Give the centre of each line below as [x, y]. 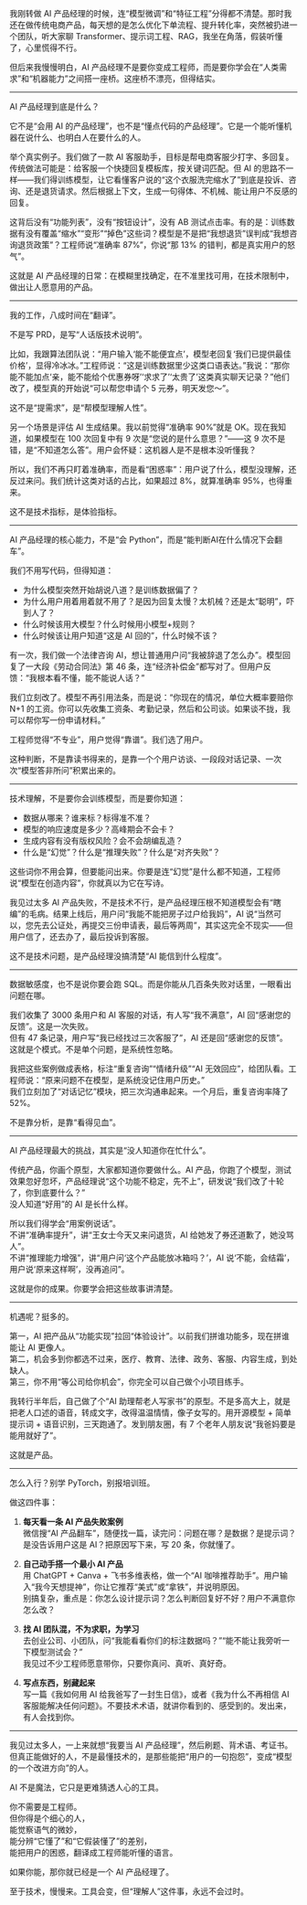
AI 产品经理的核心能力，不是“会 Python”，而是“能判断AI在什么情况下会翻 [146, 539]
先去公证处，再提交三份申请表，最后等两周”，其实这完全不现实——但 [164, 925]
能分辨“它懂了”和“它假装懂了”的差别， [81, 1841]
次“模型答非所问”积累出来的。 [65, 770]
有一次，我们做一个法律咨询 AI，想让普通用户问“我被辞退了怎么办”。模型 [146, 655]
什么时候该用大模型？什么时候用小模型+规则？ [110, 624]
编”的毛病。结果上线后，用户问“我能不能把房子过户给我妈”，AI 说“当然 [142, 914]
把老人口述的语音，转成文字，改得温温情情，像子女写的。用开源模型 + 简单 [151, 1412]
